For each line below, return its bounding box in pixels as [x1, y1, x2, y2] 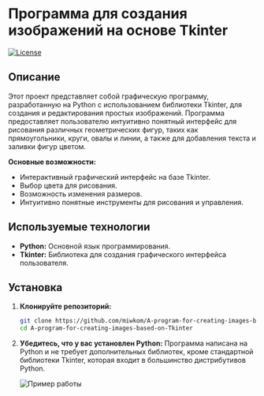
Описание [8, 70, 61, 84]
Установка [8, 281, 63, 294]
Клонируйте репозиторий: [19, 301, 112, 312]
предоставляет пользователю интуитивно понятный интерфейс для [8, 116, 237, 126]
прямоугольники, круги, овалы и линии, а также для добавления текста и [8, 133, 256, 143]
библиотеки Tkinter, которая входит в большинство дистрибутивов [19, 356, 247, 365]
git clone [19, 317, 53, 325]
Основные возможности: [8, 157, 96, 166]
